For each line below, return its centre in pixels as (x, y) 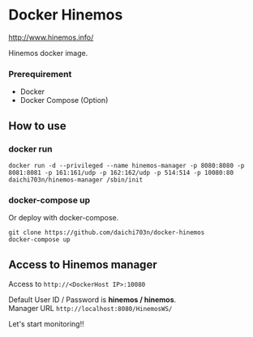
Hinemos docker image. (48, 53)
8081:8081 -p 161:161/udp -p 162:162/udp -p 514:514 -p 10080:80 (121, 173)
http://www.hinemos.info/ (51, 37)
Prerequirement (40, 74)
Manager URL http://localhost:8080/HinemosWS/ (90, 309)
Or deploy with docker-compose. (64, 218)
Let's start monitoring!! (46, 324)
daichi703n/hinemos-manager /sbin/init (76, 180)
